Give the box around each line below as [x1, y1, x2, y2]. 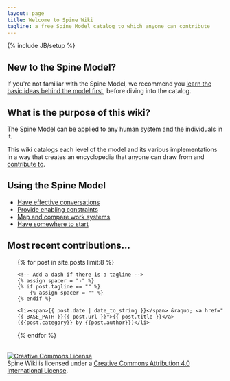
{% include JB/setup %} [7, 42, 76, 50]
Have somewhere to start [16, 220, 89, 228]
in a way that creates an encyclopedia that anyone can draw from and [7, 153, 205, 161]
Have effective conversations [16, 198, 100, 206]
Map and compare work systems [16, 212, 111, 221]
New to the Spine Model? [7, 61, 117, 73]
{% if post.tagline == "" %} [16, 283, 101, 290]
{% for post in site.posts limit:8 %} [16, 258, 115, 266]
